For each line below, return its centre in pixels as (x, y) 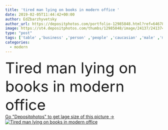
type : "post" (19, 33)
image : (12, 28)
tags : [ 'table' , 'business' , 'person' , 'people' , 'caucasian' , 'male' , (82, 38)
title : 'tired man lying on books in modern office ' (62, 10)
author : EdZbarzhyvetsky (31, 19)
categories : (17, 42)
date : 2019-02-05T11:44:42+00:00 (40, 14)
